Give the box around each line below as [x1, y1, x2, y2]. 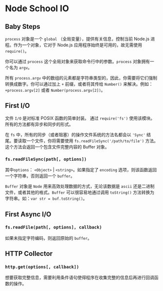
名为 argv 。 [9, 64, 33, 70]
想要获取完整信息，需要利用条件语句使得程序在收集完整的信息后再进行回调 [5, 274, 154, 281]
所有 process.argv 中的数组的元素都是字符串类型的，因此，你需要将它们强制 [5, 75, 157, 81]
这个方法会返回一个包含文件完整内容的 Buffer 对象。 [5, 144, 109, 149]
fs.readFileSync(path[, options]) [5, 156, 87, 162]
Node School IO [5, 3, 69, 14]
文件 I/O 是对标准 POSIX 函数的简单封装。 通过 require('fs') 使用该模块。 [5, 115, 155, 121]
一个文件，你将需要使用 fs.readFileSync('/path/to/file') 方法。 [26, 138, 158, 144]
